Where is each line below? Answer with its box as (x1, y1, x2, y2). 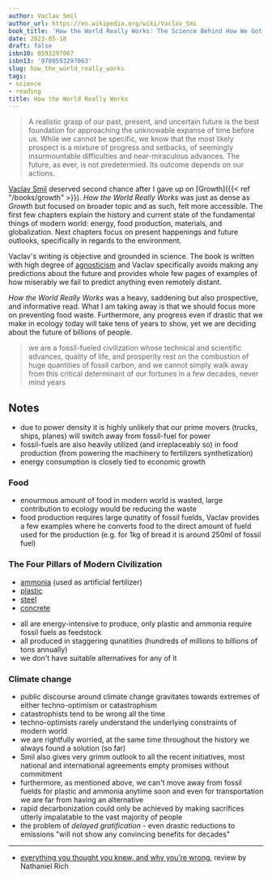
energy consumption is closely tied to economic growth (19, 457, 206, 466)
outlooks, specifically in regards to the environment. (8, 236, 182, 245)
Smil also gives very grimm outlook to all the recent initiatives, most (19, 751, 245, 761)
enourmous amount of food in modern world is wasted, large (19, 496, 223, 505)
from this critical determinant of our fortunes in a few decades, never (28, 369, 259, 379)
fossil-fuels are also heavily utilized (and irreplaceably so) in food (19, 440, 239, 449)
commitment (19, 768, 62, 778)
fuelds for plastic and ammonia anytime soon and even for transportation (19, 786, 264, 796)
